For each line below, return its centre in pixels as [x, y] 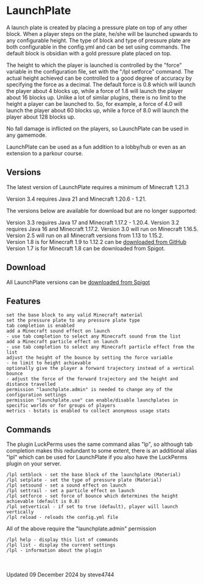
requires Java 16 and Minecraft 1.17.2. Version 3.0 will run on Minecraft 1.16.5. [102, 229]
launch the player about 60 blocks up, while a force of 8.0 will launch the [97, 110]
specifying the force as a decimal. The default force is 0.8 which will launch [101, 84]
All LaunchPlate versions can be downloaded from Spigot [78, 282]
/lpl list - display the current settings [61, 545]
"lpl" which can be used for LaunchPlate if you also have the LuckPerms [97, 457]
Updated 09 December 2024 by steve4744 [60, 575]
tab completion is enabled [40, 326]
